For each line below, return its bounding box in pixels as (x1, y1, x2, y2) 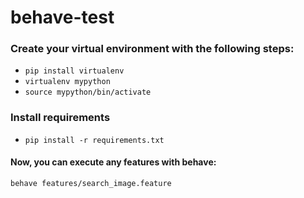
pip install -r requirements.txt (24, 135, 165, 145)
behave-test (10, 6, 115, 29)
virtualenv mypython (24, 77, 111, 87)
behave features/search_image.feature (10, 178, 172, 188)
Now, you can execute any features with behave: (10, 156, 217, 168)
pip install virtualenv (24, 66, 125, 76)
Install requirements (10, 111, 111, 125)
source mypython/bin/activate (24, 87, 152, 98)
